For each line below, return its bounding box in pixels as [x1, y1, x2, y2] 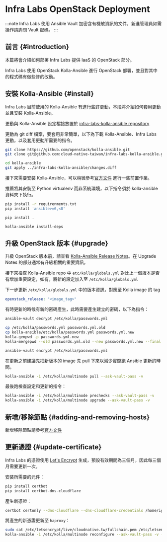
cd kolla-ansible [5, 160, 41, 166]
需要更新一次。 [9, 463, 40, 469]
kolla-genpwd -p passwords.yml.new [5, 334, 79, 339]
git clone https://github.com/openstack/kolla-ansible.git [5, 147, 130, 152]
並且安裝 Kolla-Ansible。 [5, 110, 56, 116]
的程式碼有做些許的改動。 [5, 74, 58, 79]
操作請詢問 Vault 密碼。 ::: [5, 26, 58, 33]
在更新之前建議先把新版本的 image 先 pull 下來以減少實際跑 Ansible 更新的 [5, 358, 157, 364]
